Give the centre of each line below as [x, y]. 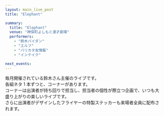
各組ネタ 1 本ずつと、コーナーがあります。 [48, 84]
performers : [22, 37]
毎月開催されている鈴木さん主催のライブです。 [52, 78]
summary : [14, 23]
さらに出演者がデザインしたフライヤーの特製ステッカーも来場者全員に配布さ [82, 103]
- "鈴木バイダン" [29, 41]
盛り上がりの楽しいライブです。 [37, 96]
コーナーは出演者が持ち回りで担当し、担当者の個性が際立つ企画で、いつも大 [82, 91]
